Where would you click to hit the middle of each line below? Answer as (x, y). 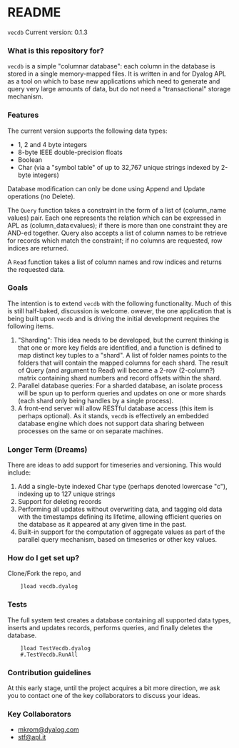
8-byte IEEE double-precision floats (70, 152)
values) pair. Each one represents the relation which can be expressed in (114, 218)
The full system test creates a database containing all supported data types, (119, 620)
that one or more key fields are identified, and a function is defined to (119, 348)
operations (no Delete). (41, 196)
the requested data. (36, 269)
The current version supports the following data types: (87, 131)
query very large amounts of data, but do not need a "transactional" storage (119, 89)
